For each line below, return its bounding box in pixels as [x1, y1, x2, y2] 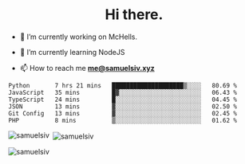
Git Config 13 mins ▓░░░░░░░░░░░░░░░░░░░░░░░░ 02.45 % [8, 109, 238, 117]
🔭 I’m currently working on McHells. [19, 32, 138, 41]
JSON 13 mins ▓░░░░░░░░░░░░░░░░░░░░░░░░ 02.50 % [8, 102, 238, 111]
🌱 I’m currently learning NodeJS [19, 47, 125, 57]
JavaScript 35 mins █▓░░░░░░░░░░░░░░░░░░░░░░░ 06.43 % [8, 88, 238, 96]
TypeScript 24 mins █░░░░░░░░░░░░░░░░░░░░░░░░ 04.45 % [8, 96, 238, 103]
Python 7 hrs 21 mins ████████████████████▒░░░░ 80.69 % [8, 81, 238, 89]
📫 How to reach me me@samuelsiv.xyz [19, 63, 155, 72]
